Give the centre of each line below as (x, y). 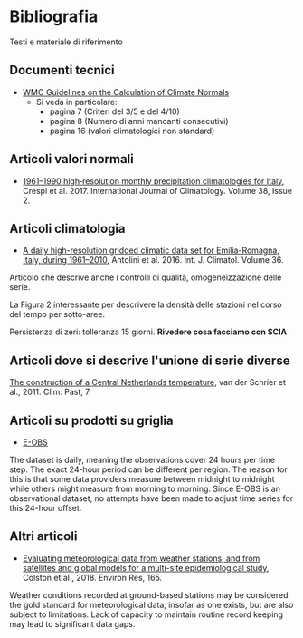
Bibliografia (54, 17)
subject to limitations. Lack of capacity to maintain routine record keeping (146, 614)
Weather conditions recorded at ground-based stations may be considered (149, 594)
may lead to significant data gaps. (72, 623)
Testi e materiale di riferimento (66, 42)
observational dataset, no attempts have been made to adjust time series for (151, 498)
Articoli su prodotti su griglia (91, 420)
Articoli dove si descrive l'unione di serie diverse (150, 360)
